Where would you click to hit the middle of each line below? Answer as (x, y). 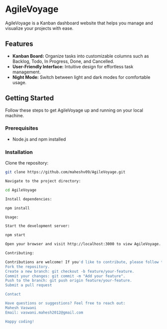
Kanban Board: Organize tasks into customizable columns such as (81, 56)
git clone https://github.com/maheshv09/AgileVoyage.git (65, 172)
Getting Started (30, 98)
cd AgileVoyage (21, 190)
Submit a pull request (29, 285)
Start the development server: (38, 226)
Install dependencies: (29, 199)
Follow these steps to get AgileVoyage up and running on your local (74, 110)
